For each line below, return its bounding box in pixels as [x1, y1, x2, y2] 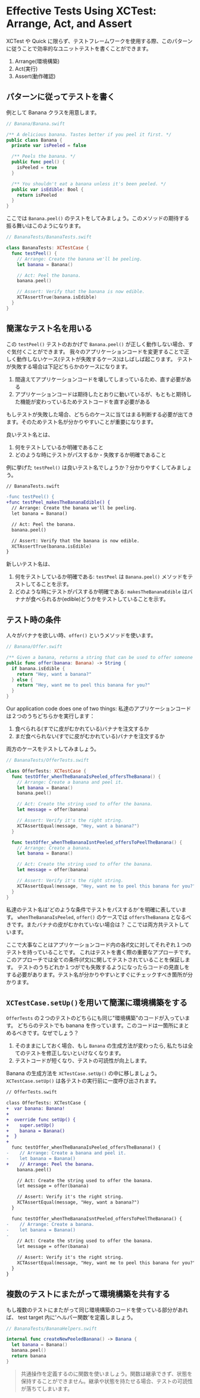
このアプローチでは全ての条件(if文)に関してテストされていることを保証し [6, 956, 185, 963]
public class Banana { [6, 137, 62, 143]
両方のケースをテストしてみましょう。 [6, 746, 100, 752]
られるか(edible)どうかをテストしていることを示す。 [40, 596, 169, 603]
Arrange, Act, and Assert [6, 17, 132, 30]
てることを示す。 [30, 581, 72, 588]
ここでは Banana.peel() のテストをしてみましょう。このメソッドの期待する [6, 215, 189, 222]
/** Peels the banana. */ [11, 154, 76, 160]
